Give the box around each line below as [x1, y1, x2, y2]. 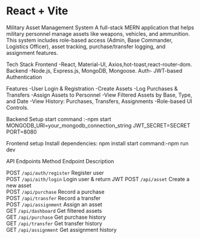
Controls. [6, 104, 29, 111]
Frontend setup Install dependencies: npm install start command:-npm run [6, 139, 189, 147]
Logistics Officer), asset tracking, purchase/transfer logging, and [6, 43, 166, 50]
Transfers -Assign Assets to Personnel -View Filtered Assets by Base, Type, [6, 91, 192, 98]
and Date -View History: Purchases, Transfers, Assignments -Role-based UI [6, 97, 193, 105]
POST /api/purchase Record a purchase [6, 188, 104, 195]
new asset [6, 182, 32, 189]
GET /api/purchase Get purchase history [6, 213, 106, 221]
